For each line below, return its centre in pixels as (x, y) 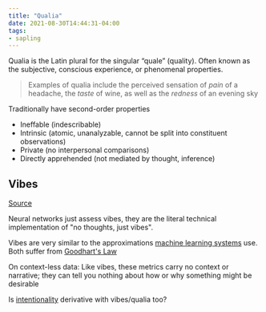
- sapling (25, 38)
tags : (17, 30)
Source (20, 203)
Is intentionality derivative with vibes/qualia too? (88, 300)
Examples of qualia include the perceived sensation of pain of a (133, 85)
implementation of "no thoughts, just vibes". (81, 227)
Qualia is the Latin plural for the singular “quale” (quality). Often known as (129, 61)
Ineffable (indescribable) (60, 124)
